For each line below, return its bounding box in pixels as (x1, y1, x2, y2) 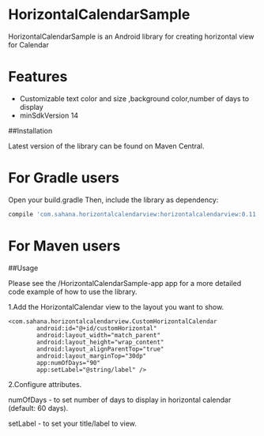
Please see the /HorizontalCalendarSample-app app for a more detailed (8, 278, 242, 288)
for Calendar (8, 39, 49, 49)
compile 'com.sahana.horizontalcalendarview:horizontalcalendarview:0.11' (8, 210, 260, 218)
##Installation (8, 126, 53, 135)
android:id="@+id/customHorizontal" (36, 324, 157, 333)
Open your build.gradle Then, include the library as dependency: (8, 195, 219, 205)
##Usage (8, 263, 39, 272)
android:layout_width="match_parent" (36, 331, 160, 339)
